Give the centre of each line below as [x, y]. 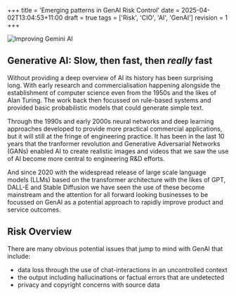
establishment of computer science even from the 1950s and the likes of [112, 92]
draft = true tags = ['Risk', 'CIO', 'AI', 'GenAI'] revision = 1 [146, 18]
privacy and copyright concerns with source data [88, 285]
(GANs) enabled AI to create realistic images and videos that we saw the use [118, 151]
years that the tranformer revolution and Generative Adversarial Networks [114, 143]
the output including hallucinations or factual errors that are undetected [121, 277]
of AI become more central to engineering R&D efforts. [86, 158]
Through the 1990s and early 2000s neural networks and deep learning [111, 121]
